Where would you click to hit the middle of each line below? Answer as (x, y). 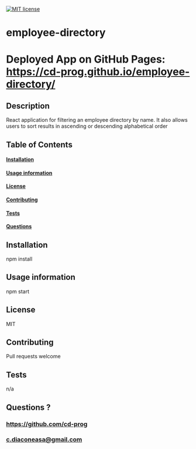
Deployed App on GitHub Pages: (86, 59)
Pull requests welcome (33, 357)
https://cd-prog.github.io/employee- (98, 72)
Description (28, 106)
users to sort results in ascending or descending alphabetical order (87, 126)
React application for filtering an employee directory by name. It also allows (97, 120)
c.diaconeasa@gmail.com (44, 440)
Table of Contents (39, 144)
